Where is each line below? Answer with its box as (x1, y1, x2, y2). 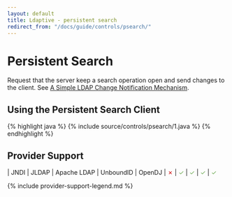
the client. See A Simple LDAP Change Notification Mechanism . (7, 84, 190, 92)
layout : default (7, 10, 55, 17)
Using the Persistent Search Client (7, 104, 161, 116)
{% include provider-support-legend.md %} (7, 182, 133, 190)
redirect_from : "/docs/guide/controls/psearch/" (7, 23, 152, 30)
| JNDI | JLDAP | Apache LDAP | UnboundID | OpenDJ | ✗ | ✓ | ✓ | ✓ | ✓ (7, 168, 217, 176)
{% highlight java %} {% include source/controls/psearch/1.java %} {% (7, 123, 211, 131)
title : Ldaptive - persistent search (7, 17, 117, 24)
